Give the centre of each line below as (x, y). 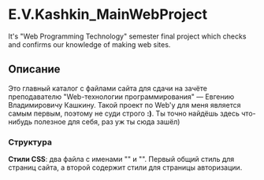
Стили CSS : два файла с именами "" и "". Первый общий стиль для (121, 160)
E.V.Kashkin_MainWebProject (108, 15)
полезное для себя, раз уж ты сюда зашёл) (107, 121)
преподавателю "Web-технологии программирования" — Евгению (121, 97)
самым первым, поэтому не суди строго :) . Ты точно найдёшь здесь (124, 113)
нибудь (20, 121)
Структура (30, 141)
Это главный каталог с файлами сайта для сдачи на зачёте (108, 88)
